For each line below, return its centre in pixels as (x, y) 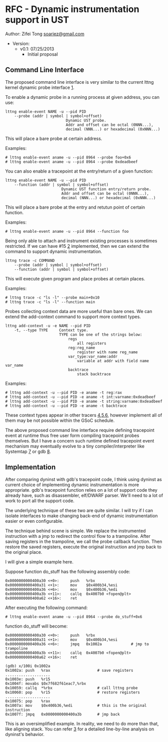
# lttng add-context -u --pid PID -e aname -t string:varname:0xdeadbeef (84, 401)
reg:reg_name (81, 348)
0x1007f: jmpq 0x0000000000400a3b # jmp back (63, 714)
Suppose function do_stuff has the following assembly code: (68, 571)
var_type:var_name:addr (93, 356)
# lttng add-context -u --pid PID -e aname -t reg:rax (64, 392)
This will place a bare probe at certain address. (54, 138)
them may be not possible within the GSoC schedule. (60, 420)
